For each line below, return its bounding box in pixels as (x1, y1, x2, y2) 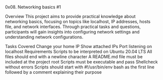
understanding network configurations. (5, 34, 84, 40)
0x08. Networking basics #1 (5, 4, 61, 10)
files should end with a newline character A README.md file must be (5, 54, 143, 60)
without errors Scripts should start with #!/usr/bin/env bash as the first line (5, 64, 155, 70)
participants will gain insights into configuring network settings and (5, 29, 140, 34)
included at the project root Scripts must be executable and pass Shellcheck (5, 59, 158, 64)
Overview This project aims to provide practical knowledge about (5, 14, 136, 19)
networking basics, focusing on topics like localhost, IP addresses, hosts (5, 19, 151, 24)
